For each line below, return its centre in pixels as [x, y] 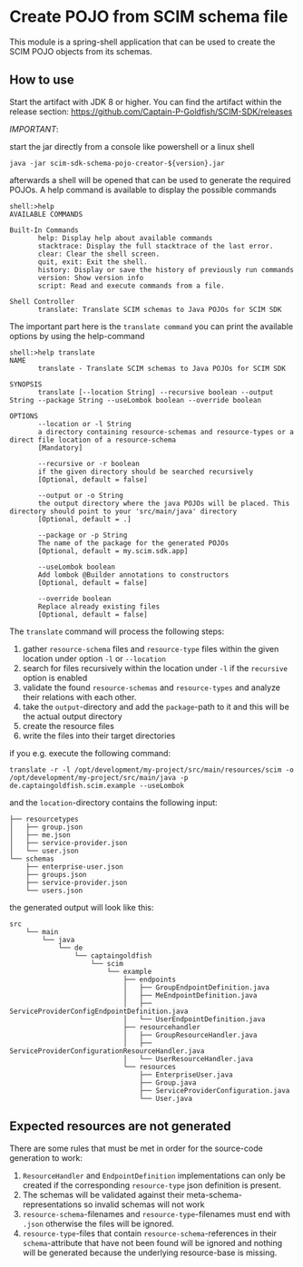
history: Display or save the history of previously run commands [166, 269]
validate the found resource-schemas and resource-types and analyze [151, 687]
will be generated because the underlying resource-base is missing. [150, 1252]
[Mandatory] [60, 448]
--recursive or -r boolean [89, 463]
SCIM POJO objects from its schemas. [81, 51]
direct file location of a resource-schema [93, 440]
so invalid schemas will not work [144, 1204]
